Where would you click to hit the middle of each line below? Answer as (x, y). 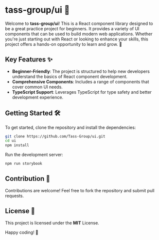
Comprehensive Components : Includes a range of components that (80, 81)
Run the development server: (34, 155)
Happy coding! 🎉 (22, 232)
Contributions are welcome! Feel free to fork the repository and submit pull (80, 190)
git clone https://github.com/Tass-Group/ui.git (55, 136)
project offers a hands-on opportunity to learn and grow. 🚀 (64, 44)
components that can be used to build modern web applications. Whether (79, 34)
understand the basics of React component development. (70, 76)
